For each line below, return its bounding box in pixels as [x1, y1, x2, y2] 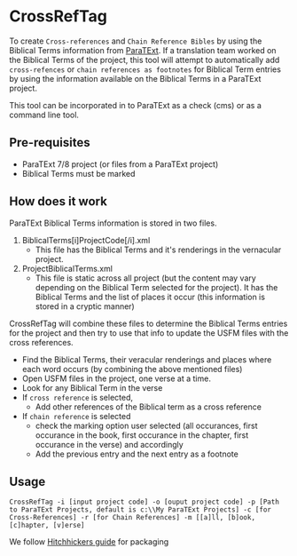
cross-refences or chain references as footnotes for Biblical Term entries [9, 64, 282, 75]
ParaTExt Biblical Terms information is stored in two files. [9, 218, 217, 228]
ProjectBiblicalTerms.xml [21, 263, 113, 274]
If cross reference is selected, [21, 392, 134, 402]
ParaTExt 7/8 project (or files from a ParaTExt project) [21, 158, 219, 170]
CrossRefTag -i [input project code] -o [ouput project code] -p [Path [9, 497, 279, 507]
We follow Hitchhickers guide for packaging [9, 536, 169, 547]
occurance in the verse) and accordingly [35, 439, 184, 449]
